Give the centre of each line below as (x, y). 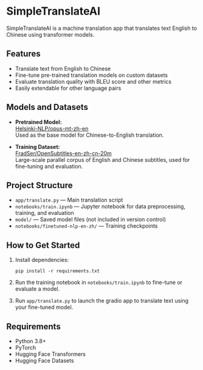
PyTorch (26, 347)
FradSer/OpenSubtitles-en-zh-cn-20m (64, 153)
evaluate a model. (37, 289)
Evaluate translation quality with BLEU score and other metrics (93, 81)
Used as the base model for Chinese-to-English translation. (89, 135)
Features (23, 54)
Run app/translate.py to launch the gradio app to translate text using (102, 301)
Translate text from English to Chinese (63, 68)
